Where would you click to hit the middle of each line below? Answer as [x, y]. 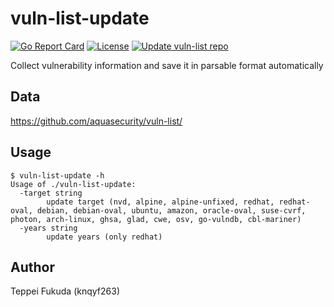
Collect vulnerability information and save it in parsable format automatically [167, 65]
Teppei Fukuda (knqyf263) [65, 291]
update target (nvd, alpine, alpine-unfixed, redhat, [160, 202]
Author [32, 267]
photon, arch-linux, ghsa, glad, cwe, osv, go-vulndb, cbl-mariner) [156, 219]
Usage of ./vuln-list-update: [73, 184]
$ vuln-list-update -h [57, 175]
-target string [51, 193]
